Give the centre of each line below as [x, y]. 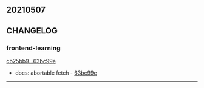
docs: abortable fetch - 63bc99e [56, 73]
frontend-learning [33, 48]
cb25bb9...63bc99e [31, 61]
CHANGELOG [32, 31]
